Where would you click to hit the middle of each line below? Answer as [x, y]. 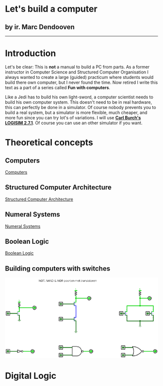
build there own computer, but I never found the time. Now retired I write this [81, 82]
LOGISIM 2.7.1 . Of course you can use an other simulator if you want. [74, 123]
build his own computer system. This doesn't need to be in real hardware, [79, 102]
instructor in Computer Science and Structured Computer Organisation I [77, 72]
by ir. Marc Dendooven [40, 27]
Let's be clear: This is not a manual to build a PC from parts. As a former [77, 67]
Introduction [31, 53]
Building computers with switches [58, 268]
